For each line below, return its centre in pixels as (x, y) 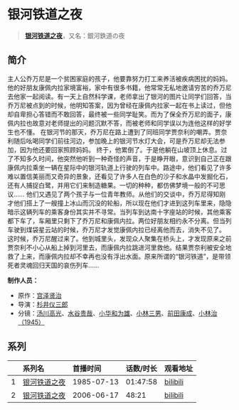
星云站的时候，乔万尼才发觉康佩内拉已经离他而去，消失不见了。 (132, 230)
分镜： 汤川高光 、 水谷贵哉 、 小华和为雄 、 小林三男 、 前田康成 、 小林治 (117, 313)
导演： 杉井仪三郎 (43, 304)
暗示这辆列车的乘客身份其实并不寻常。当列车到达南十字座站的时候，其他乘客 (119, 212)
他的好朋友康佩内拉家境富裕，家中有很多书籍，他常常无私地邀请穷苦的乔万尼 (119, 87)
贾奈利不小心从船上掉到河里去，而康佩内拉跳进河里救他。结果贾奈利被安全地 (119, 247)
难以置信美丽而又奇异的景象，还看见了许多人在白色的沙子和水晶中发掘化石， (119, 176)
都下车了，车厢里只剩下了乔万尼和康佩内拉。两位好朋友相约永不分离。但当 (116, 220)
